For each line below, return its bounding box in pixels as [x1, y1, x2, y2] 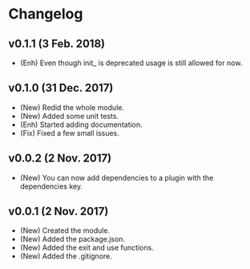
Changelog [8, 5, 83, 23]
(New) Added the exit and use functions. [19, 243, 154, 253]
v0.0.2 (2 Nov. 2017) [8, 152, 112, 165]
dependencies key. [19, 181, 83, 191]
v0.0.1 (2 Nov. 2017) [8, 205, 109, 218]
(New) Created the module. [19, 226, 111, 235]
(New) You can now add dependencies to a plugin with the [19, 173, 214, 182]
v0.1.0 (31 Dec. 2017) [8, 81, 114, 95]
